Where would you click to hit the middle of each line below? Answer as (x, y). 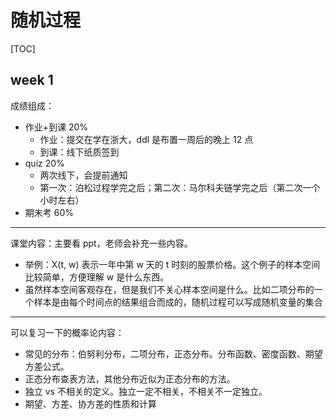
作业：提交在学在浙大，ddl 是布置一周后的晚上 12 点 (146, 139)
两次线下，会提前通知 (83, 175)
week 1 (32, 80)
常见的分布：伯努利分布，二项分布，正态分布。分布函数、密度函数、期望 (173, 353)
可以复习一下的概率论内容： (67, 332)
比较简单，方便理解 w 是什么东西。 (97, 277)
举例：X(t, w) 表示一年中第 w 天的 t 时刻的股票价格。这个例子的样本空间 (172, 264)
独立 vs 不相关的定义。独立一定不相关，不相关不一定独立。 (146, 391)
